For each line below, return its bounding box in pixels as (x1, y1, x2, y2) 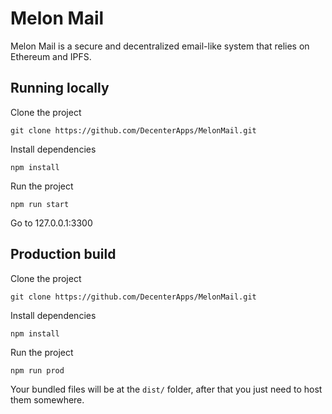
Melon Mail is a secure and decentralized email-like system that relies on (10, 40, 310, 52)
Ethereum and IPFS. (10, 50, 92, 62)
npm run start (10, 199, 70, 209)
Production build (10, 246, 117, 263)
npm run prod (10, 365, 65, 376)
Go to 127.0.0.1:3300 (10, 217, 93, 229)
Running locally (10, 80, 110, 97)
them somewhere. (10, 393, 85, 406)
